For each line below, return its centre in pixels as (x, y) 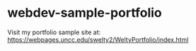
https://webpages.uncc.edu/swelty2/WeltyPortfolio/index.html (98, 39)
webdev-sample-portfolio (85, 13)
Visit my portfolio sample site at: (54, 32)
